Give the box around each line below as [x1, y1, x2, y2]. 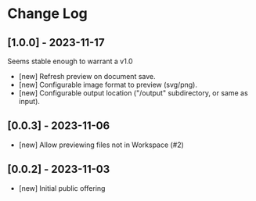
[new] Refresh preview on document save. [18, 72, 156, 81]
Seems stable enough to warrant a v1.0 [7, 56, 134, 66]
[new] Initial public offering [18, 183, 106, 192]
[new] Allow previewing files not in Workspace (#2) [18, 140, 185, 149]
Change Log [7, 5, 88, 23]
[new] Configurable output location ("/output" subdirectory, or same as [18, 88, 248, 98]
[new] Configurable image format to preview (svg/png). [18, 80, 197, 89]
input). [18, 97, 41, 106]
